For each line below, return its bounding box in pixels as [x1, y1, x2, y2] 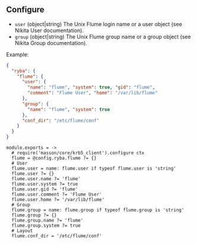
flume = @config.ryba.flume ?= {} [11, 155, 97, 161]
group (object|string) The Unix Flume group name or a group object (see [14, 33, 191, 40]
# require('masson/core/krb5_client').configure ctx [11, 150, 145, 156]
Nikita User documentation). [14, 27, 84, 34]
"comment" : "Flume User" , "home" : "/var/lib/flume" [27, 90, 158, 96]
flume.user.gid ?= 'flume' [11, 186, 78, 192]
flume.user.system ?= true [11, 181, 78, 187]
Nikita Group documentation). [14, 39, 88, 46]
